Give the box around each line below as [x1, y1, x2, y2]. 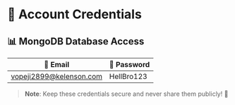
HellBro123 [109, 72, 147, 81]
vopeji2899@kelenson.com [11, 72, 103, 81]
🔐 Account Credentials [7, 6, 143, 23]
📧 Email [43, 60, 70, 69]
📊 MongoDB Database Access [7, 35, 145, 47]
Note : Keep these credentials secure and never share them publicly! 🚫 [24, 89, 229, 98]
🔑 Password [109, 60, 150, 69]
